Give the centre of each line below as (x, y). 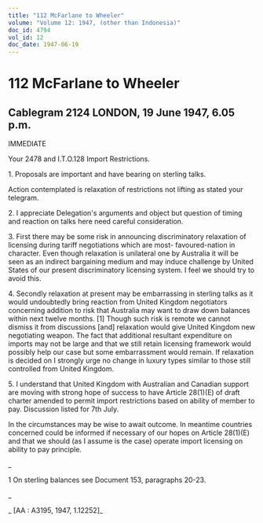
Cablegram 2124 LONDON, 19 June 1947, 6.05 (122, 112)
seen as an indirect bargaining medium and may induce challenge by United (131, 262)
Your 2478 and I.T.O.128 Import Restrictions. (79, 159)
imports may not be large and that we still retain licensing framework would (130, 344)
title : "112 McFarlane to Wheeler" (66, 15)
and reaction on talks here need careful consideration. (96, 222)
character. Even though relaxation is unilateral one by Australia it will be (124, 253)
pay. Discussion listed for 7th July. (64, 409)
